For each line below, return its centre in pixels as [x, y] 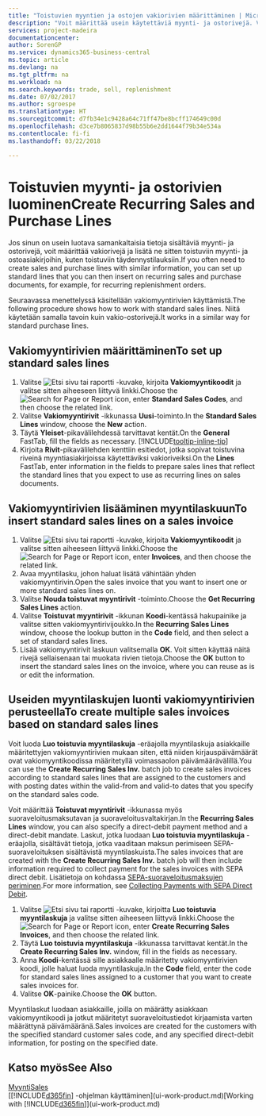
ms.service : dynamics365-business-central [79, 52]
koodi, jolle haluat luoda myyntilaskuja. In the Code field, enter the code [135, 968]
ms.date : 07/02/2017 [42, 97]
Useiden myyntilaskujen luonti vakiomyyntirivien [131, 700]
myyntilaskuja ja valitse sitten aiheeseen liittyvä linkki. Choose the [127, 918]
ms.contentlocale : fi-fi [49, 133]
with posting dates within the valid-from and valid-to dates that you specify [131, 786]
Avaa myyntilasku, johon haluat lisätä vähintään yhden [108, 574]
